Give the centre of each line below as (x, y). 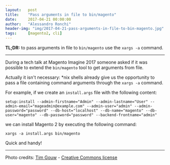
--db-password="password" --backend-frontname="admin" (98, 115)
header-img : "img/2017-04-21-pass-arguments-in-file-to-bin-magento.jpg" (85, 29)
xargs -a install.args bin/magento (43, 134)
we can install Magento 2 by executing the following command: (71, 124)
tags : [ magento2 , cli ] (34, 33)
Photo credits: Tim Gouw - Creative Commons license (61, 157)
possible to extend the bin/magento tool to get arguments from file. (74, 68)
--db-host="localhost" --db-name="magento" (97, 111)
